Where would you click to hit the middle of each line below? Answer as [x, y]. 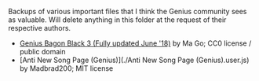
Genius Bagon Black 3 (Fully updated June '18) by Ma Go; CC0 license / [135, 43]
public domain [42, 52]
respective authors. [40, 28]
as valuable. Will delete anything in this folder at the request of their [117, 20]
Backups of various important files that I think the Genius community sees [128, 11]
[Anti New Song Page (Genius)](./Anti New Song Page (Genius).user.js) [134, 60]
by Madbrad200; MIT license [66, 68]
